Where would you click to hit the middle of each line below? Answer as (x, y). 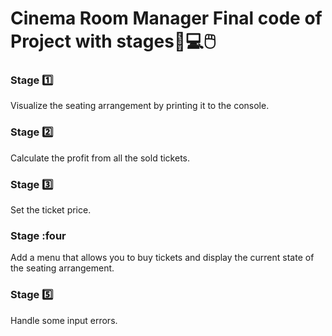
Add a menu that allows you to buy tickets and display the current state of (162, 258)
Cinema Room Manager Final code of (166, 18)
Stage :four (38, 235)
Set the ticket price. (51, 210)
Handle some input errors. (64, 320)
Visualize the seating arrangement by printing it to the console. (140, 106)
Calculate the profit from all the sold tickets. (100, 158)
